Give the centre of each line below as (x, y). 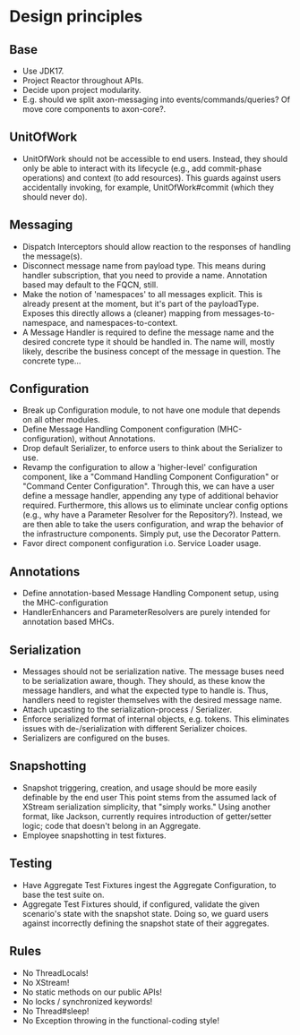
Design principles (76, 17)
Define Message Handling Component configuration (118, 429)
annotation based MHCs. (68, 622)
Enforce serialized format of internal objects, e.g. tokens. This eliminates (155, 719)
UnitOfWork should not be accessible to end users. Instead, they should (155, 158)
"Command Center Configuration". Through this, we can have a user (148, 486)
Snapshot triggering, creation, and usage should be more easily (140, 787)
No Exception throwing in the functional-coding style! (120, 1020)
